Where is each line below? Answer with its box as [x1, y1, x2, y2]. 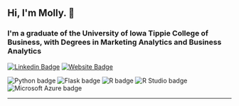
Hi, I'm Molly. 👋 [7, 7, 75, 19]
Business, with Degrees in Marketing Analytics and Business [7, 37, 222, 47]
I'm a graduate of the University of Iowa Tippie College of [7, 28, 208, 38]
